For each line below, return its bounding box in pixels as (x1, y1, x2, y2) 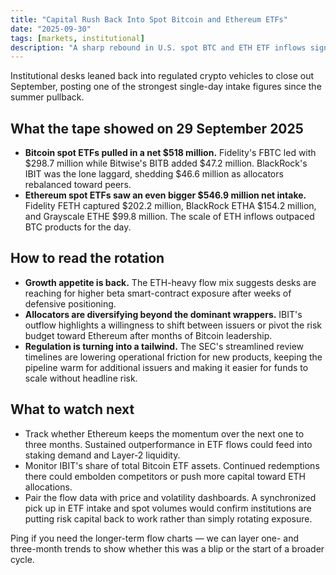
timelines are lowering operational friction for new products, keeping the (24, 351, 323, 363)
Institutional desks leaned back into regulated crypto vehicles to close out (10, 70, 315, 82)
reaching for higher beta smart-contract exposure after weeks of (24, 287, 292, 299)
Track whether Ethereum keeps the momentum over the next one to (24, 427, 305, 440)
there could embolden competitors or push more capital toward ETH (24, 470, 307, 482)
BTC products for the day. (24, 221, 132, 233)
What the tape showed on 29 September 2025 (10, 120, 304, 137)
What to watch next (10, 401, 135, 418)
